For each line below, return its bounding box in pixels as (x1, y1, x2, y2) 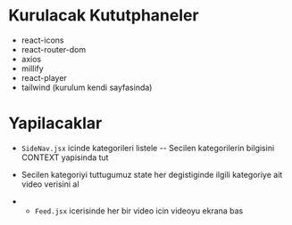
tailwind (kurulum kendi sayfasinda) (21, 82, 153, 92)
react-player (21, 72, 68, 83)
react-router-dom (21, 44, 87, 54)
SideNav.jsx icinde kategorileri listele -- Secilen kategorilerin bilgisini (21, 142, 275, 153)
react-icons (21, 35, 64, 45)
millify (21, 63, 44, 74)
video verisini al (21, 179, 79, 189)
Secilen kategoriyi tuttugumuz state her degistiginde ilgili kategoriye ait (21, 169, 283, 180)
